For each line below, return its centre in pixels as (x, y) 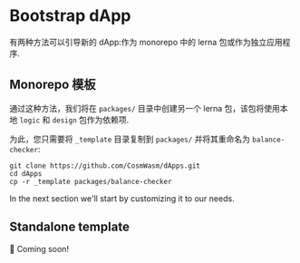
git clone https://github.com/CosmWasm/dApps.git (105, 166)
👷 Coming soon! (39, 248)
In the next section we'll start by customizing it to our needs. (122, 198)
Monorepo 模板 (53, 85)
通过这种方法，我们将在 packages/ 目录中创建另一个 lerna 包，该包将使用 (145, 108)
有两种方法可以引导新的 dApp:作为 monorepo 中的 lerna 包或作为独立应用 (146, 42)
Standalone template (69, 227)
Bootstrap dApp (70, 16)
